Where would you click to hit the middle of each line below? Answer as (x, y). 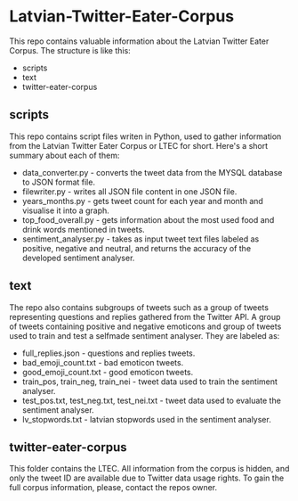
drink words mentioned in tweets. (83, 229)
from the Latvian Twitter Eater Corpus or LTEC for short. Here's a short (139, 145)
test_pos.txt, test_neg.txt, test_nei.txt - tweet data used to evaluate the (152, 400)
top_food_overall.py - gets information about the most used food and (148, 219)
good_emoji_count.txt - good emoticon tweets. (108, 372)
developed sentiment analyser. (78, 258)
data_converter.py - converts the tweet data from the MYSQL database (152, 172)
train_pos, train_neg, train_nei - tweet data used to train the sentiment (150, 382)
